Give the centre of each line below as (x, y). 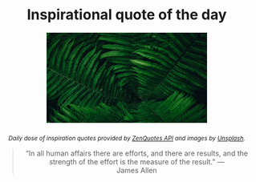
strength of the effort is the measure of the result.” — (137, 161)
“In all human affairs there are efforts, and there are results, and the (137, 153)
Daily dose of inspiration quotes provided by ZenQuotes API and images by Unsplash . (127, 138)
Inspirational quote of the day (127, 15)
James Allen (137, 170)
